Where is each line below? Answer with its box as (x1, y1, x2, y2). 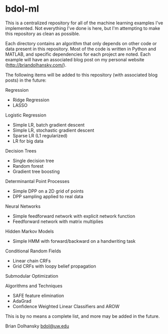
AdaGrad (12, 298, 32, 304)
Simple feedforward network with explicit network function (12, 213, 136, 219)
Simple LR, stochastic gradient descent (12, 127, 95, 133)
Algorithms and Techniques (5, 282, 63, 289)
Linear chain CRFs (12, 257, 51, 264)
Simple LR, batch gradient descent (12, 122, 85, 128)
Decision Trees (5, 147, 37, 154)
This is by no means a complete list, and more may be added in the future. (5, 313, 160, 319)
